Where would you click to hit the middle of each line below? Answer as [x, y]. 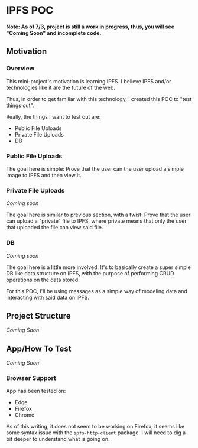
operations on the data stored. [43, 280]
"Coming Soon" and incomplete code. [54, 33]
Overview [20, 69]
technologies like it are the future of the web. [61, 87]
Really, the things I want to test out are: [53, 116]
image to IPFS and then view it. [44, 175]
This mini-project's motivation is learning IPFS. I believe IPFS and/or [89, 81]
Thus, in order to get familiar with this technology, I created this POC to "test [99, 99]
